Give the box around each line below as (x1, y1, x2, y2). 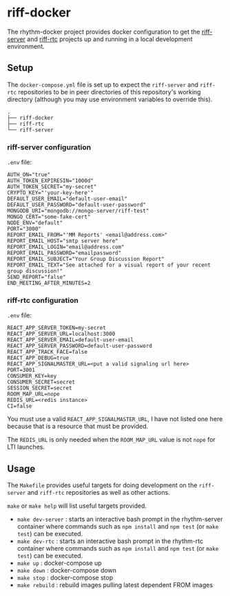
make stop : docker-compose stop (17, 573, 114, 582)
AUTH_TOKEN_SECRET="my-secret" (7, 184, 97, 191)
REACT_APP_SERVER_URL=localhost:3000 (7, 330, 116, 338)
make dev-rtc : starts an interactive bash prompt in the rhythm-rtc (17, 537, 204, 545)
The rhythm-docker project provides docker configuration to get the (7, 28, 201, 36)
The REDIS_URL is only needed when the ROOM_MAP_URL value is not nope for (7, 436, 216, 444)
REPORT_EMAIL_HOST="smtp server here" (7, 237, 118, 245)
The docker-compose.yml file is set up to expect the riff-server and (7, 81, 198, 89)
